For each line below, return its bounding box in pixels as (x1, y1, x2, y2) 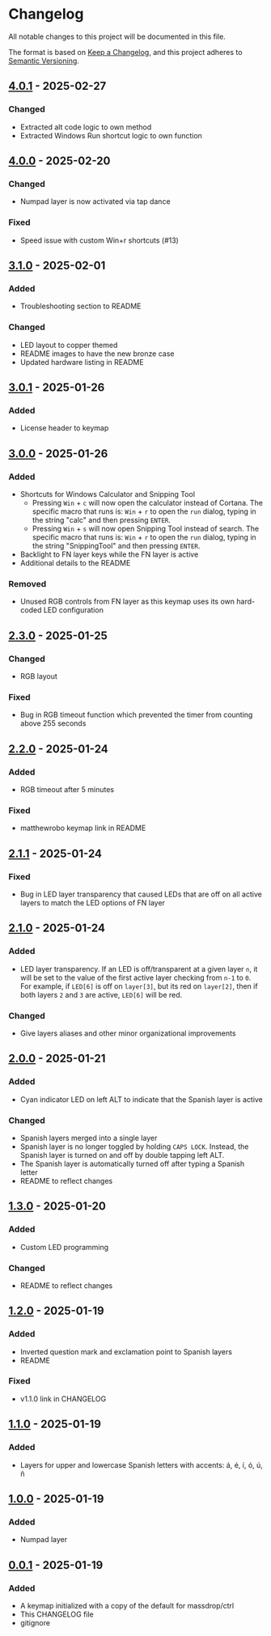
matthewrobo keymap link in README (19, 823, 146, 833)
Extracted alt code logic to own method (19, 122, 152, 132)
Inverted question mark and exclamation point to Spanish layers (19, 1346, 233, 1356)
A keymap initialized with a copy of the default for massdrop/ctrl (19, 1600, 235, 1610)
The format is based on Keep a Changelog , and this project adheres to (8, 47, 243, 57)
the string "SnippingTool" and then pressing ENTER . (32, 540, 201, 550)
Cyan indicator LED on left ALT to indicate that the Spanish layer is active (19, 1094, 263, 1104)
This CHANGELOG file (19, 1609, 95, 1619)
